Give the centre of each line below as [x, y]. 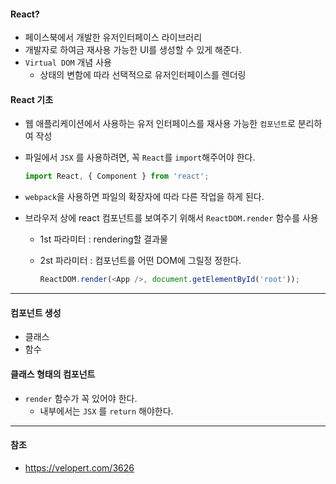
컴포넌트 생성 [36, 312]
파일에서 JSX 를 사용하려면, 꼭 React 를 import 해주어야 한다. [140, 157]
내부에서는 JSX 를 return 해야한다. [106, 411]
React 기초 [32, 99]
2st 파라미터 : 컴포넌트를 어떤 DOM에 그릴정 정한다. [140, 261]
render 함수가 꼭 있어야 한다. [81, 398]
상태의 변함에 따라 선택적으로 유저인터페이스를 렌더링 [143, 75]
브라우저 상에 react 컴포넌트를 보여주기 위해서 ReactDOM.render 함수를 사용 [171, 218]
